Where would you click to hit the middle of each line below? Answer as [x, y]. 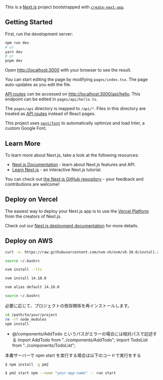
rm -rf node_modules [26, 319]
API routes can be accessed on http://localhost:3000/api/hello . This [73, 94]
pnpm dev [14, 61]
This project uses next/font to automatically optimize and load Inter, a [75, 123]
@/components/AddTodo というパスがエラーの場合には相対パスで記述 [82, 333]
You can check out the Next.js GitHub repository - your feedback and [74, 179]
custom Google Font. [26, 128]
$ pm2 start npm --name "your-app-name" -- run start [61, 373]
